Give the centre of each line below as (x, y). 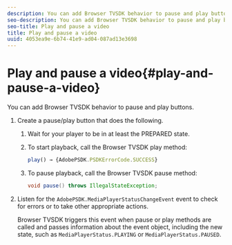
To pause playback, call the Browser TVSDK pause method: (112, 173)
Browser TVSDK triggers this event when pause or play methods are (114, 219)
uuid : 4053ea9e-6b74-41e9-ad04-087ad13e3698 (72, 39)
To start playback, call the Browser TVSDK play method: (107, 147)
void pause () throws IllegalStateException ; (93, 186)
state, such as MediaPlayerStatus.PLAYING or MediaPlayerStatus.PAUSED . (119, 234)
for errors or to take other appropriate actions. (83, 206)
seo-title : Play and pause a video (58, 26)
